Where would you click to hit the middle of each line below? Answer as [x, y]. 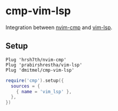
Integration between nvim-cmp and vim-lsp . [59, 27]
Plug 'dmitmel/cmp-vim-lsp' [40, 70]
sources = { [26, 86]
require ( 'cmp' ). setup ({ [35, 80]
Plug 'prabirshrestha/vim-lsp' [44, 65]
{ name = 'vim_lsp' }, [44, 91]
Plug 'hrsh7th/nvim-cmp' [36, 60]
